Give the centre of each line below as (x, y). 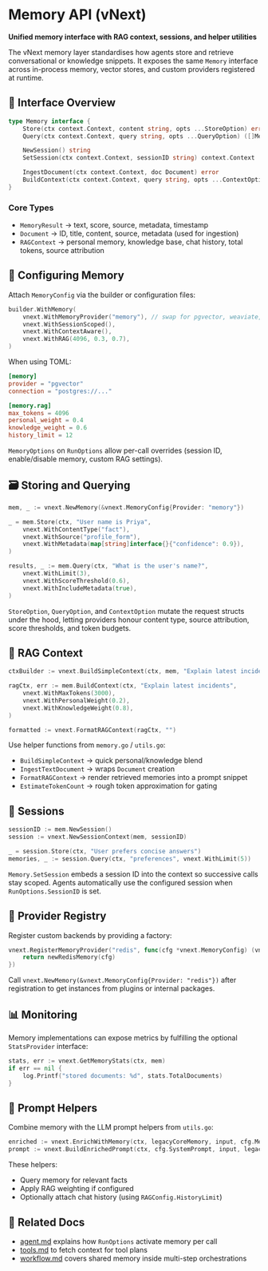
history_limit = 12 (41, 436)
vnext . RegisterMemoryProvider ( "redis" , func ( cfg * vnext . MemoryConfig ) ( (132, 950)
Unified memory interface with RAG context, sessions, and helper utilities (133, 37)
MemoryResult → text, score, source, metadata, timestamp (114, 225)
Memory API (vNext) (77, 15)
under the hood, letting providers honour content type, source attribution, (129, 620)
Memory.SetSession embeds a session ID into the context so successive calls (133, 874)
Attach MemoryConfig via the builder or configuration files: (102, 295)
